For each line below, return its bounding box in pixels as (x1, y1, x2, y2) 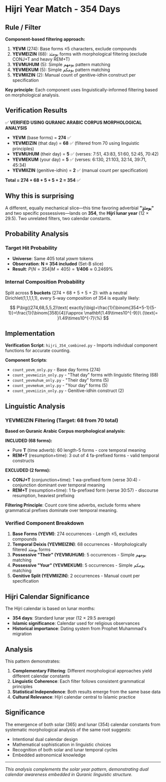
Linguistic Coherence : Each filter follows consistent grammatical (12, 678, 145, 684)
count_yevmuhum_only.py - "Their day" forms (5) (12, 377, 109, 383)
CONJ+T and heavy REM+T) (12, 56, 70, 62)
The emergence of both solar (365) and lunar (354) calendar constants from (5, 721, 161, 727)
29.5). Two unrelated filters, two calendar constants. (5, 215, 112, 221)
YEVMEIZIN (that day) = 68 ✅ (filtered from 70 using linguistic (12, 140, 140, 146)
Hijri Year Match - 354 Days (5, 3, 121, 15)
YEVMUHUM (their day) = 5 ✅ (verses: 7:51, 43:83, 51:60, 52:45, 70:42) (12, 151, 159, 156)
